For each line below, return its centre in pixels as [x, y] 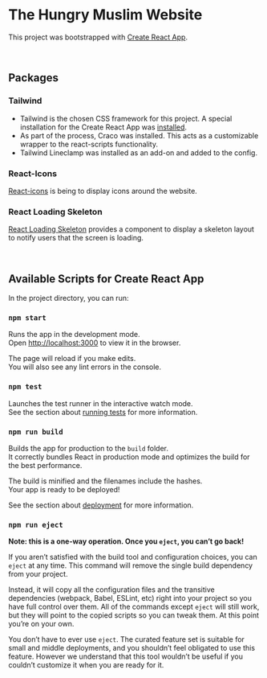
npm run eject [36, 525]
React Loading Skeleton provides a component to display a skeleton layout [131, 229]
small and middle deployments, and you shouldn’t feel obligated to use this [131, 648]
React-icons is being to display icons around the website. [103, 191]
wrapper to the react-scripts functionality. [89, 144]
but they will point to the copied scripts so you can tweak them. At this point [133, 615]
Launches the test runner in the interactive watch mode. [101, 403]
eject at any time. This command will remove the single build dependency [131, 565]
